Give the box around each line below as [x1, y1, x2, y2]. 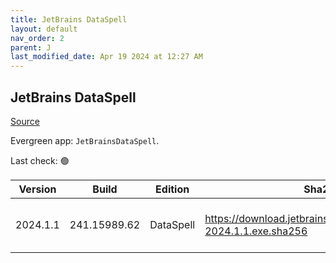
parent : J [10, 42, 52, 53]
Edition [155, 182, 190, 196]
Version [18, 182, 57, 196]
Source [10, 115, 40, 127]
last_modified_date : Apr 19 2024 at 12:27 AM [10, 52, 203, 62]
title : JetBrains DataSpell [10, 14, 128, 25]
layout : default [10, 24, 78, 34]
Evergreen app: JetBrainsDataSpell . [10, 134, 160, 146]
